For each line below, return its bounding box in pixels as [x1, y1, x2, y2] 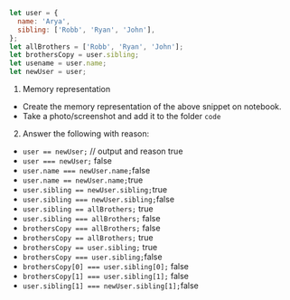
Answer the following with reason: [22, 128, 150, 139]
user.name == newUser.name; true [22, 174, 144, 185]
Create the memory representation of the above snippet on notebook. [22, 101, 282, 112]
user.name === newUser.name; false [22, 165, 151, 175]
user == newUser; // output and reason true [22, 145, 183, 156]
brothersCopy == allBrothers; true [22, 232, 154, 243]
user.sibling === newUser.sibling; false [22, 194, 174, 204]
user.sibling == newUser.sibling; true [22, 184, 168, 194]
